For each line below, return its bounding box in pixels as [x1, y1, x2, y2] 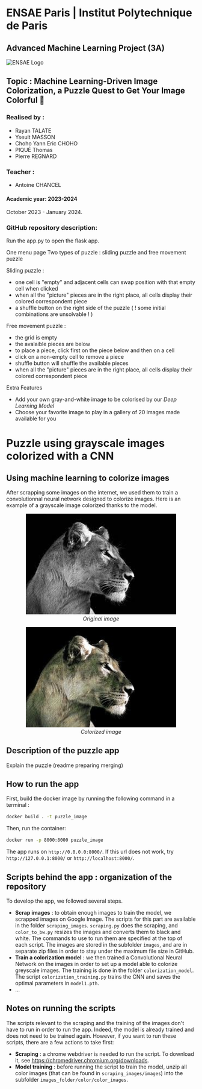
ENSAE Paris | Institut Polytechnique [6, 6, 192, 20]
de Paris [6, 19, 48, 33]
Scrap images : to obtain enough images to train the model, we [14, 909, 172, 917]
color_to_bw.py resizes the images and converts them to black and [14, 929, 181, 936]
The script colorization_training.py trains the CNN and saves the [14, 973, 180, 980]
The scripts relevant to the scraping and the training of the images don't [6, 1019, 185, 1026]
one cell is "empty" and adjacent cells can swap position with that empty [14, 279, 195, 286]
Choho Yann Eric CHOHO [14, 139, 78, 147]
